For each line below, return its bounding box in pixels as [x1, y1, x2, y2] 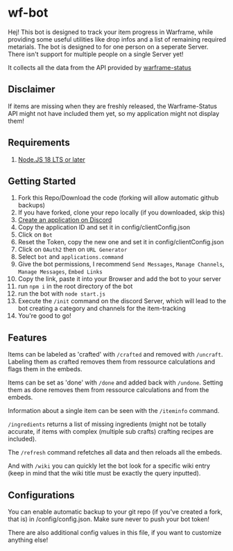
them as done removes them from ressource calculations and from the [8, 386, 209, 394]
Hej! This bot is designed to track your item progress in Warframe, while [8, 28, 214, 36]
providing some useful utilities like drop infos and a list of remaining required [8, 35, 226, 43]
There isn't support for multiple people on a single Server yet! [8, 50, 184, 58]
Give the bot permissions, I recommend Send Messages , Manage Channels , [17, 260, 225, 269]
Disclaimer [8, 83, 55, 95]
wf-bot [8, 5, 49, 21]
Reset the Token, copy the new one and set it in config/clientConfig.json [17, 238, 225, 246]
